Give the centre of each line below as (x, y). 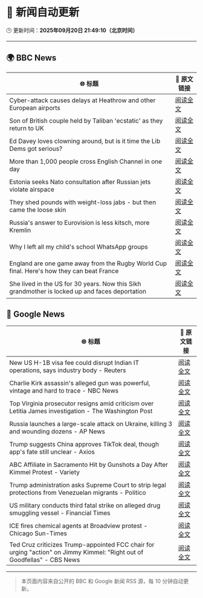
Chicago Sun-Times (38, 533)
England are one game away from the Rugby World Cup (88, 263)
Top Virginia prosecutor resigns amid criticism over (82, 403)
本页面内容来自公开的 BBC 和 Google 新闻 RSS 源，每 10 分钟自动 (102, 581)
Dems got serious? (36, 149)
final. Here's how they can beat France (64, 271)
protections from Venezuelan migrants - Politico (78, 492)
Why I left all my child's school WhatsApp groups (79, 246)
